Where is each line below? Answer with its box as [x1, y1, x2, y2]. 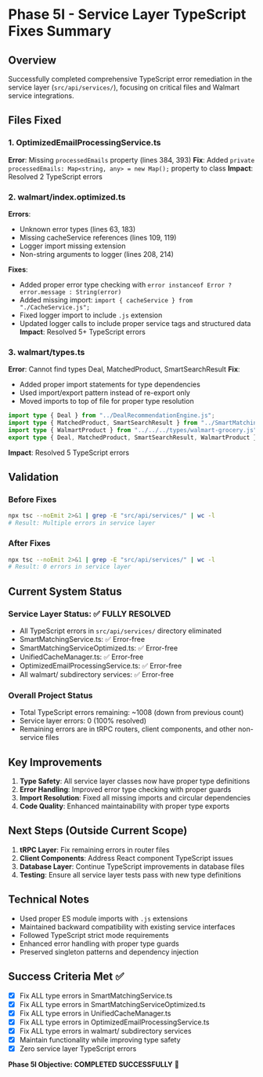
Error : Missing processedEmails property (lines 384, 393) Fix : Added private [8, 155, 255, 164]
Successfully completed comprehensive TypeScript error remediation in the [8, 75, 253, 83]
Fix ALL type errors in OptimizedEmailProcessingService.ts [19, 1017, 210, 1027]
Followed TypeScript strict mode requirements [19, 930, 170, 940]
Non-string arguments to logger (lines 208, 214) [19, 249, 175, 258]
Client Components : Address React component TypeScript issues [19, 853, 233, 863]
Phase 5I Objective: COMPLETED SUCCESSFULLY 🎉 [8, 1059, 180, 1069]
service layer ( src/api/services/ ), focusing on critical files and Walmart [8, 82, 240, 92]
